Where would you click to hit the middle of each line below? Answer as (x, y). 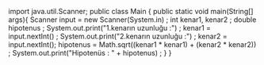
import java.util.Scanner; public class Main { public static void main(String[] (131, 11)
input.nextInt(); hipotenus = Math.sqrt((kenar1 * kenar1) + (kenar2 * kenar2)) (132, 45)
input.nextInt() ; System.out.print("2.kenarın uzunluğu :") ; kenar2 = (118, 36)
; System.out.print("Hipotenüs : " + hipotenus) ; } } (90, 53)
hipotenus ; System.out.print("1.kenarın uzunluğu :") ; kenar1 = (110, 28)
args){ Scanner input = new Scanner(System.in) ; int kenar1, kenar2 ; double (132, 20)
